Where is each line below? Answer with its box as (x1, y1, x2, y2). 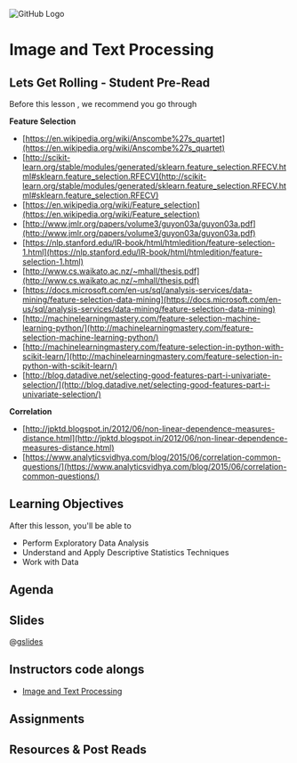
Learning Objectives (9, 496, 124, 512)
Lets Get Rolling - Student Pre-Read (9, 75, 211, 90)
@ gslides (9, 636, 44, 647)
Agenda (9, 582, 54, 597)
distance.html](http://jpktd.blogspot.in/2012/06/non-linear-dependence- (21, 433, 288, 443)
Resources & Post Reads (9, 742, 147, 757)
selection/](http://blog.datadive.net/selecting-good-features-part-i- (21, 380, 270, 390)
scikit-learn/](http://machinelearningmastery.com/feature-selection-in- (21, 351, 283, 361)
